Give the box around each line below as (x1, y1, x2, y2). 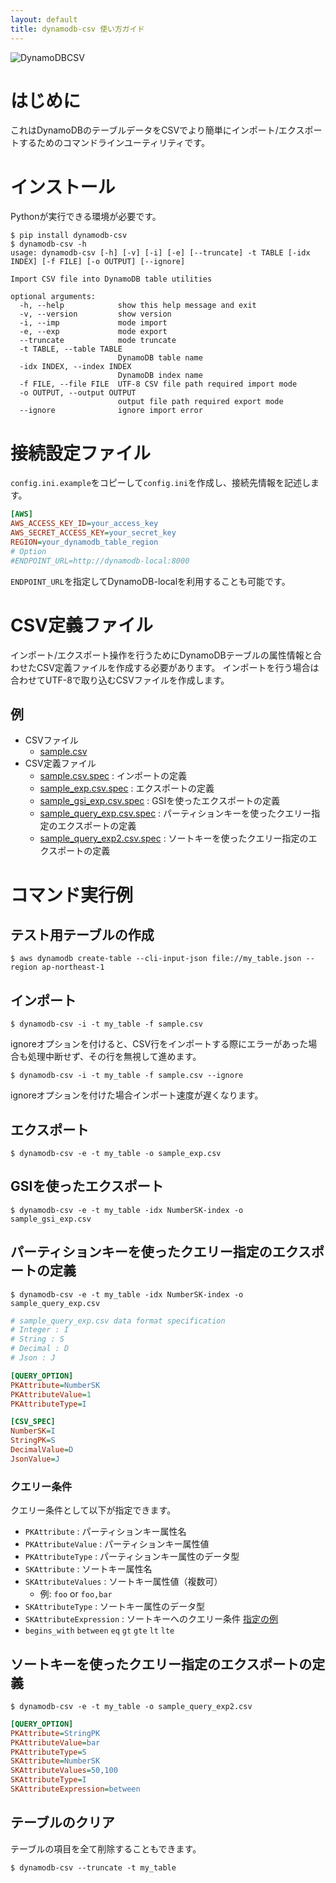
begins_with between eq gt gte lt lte (24, 1626, 175, 1636)
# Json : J (10, 1353, 56, 1363)
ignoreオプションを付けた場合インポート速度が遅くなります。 (10, 1089, 264, 1101)
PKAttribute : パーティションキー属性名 (24, 1526, 187, 1538)
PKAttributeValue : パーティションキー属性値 (24, 1538, 210, 1550)
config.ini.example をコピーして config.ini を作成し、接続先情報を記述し (10, 477, 312, 489)
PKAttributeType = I (10, 1399, 87, 1409)
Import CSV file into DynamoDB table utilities (10, 274, 213, 285)
